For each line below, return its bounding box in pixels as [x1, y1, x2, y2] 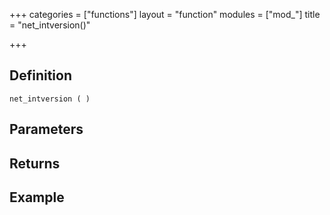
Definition [9, 67, 72, 84]
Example [9, 189, 65, 206]
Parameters [9, 121, 84, 138]
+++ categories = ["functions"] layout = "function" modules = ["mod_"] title [9, 9, 321, 20]
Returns [9, 155, 61, 172]
